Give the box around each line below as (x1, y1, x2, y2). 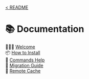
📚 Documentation (5, 23, 84, 35)
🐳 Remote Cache (5, 68, 41, 74)
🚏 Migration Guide (5, 62, 43, 68)
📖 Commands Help (5, 56, 45, 63)
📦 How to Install (5, 49, 40, 55)
